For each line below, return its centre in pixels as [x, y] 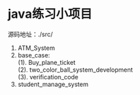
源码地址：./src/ [31, 34]
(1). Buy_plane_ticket [47, 62]
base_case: [34, 55]
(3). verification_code [48, 77]
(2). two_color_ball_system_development [75, 70]
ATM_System [36, 48]
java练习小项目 [50, 14]
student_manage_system [53, 84]
